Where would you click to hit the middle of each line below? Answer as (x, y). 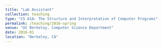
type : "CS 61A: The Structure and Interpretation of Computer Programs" (81, 19)
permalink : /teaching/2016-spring (41, 23)
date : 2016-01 (20, 32)
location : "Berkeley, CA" (32, 37)
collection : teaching (27, 14)
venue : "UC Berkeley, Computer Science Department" (59, 28)
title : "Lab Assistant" (30, 10)
